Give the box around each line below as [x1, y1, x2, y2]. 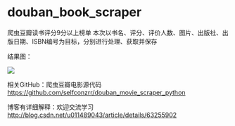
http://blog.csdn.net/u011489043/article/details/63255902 [7, 111, 177, 119]
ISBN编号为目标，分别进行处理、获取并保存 [31, 37, 158, 46]
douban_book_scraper [7, 4, 142, 20]
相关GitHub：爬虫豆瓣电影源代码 [7, 80, 102, 89]
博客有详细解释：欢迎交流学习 [7, 103, 94, 111]
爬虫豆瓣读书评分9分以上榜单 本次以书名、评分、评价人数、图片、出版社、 [7, 28, 223, 37]
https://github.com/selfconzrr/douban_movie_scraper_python [7, 88, 186, 96]
